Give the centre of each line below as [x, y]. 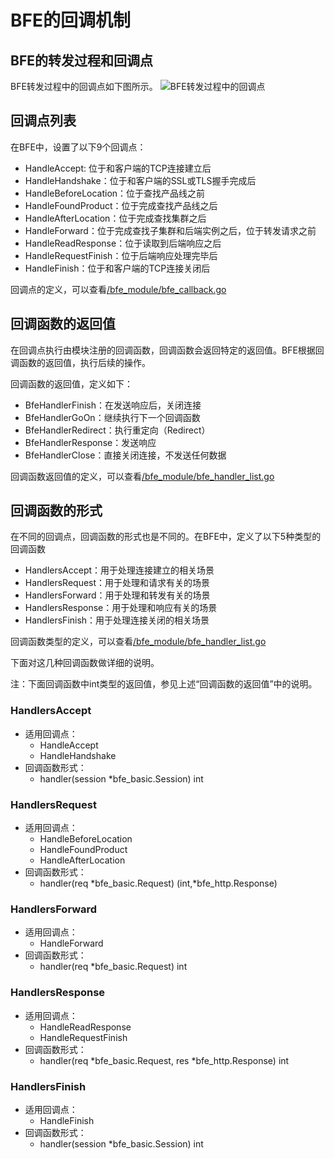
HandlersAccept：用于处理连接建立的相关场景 [119, 570]
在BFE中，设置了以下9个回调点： [78, 147]
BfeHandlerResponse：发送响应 [90, 442]
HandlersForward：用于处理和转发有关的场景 [117, 595]
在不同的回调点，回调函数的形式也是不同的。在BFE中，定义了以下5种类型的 [166, 537]
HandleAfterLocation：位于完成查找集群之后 [115, 218]
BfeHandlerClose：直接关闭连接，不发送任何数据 [125, 455]
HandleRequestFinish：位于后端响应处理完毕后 [121, 255]
